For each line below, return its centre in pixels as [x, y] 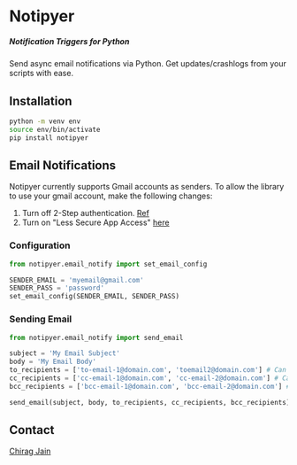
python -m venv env [45, 121]
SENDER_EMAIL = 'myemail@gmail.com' [76, 280]
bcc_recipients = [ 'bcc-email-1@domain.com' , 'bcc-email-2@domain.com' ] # [150, 386]
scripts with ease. [41, 74]
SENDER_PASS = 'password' [57, 288]
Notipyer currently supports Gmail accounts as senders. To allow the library [147, 187]
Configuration [40, 245]
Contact [32, 430]
